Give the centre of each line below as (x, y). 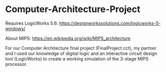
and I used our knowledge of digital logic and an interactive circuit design (81, 53)
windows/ (15, 28)
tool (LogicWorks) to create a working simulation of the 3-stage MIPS (77, 58)
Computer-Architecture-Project (73, 9)
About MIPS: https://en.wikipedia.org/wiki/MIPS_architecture (68, 38)
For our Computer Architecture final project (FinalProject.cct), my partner (81, 48)
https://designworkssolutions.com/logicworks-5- (110, 23)
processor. (16, 64)
